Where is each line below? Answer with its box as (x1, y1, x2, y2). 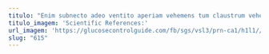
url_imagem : (8, 26, 48, 34)
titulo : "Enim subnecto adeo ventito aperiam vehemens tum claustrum (8, 11, 246, 20)
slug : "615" (8, 33, 48, 42)
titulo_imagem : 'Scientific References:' (8, 19, 149, 27)
